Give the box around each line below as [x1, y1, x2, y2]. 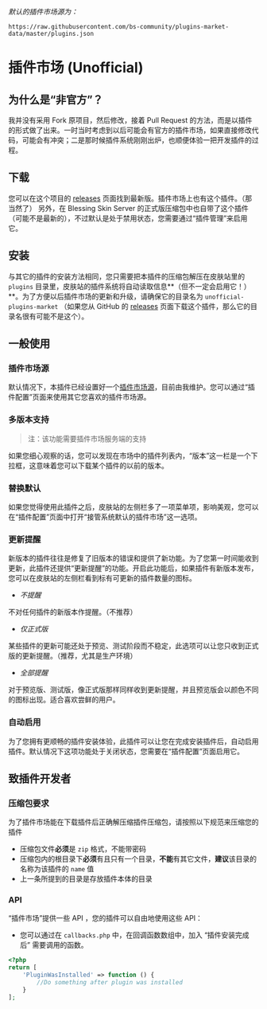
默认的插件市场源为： [8, 7, 78, 16]
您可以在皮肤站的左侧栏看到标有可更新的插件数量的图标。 [8, 573, 196, 583]
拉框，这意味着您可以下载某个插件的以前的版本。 [8, 460, 168, 470]
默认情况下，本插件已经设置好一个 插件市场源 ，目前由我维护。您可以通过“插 [8, 382, 256, 392]
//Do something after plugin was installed [37, 979, 183, 987]
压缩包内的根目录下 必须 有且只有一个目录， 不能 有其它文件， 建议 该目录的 [19, 855, 257, 864]
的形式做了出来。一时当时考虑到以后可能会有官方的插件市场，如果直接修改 [8, 126, 252, 135]
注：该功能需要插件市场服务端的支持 [27, 433, 147, 444]
